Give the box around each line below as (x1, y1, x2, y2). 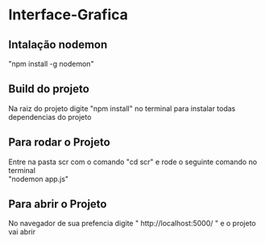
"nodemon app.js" (8, 174, 69, 183)
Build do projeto (8, 82, 90, 96)
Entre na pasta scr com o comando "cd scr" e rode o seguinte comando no (8, 157, 258, 167)
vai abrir (8, 227, 36, 237)
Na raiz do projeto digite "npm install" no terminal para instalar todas (8, 103, 236, 113)
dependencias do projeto (8, 112, 92, 121)
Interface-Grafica (8, 6, 129, 24)
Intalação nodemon (8, 38, 108, 51)
